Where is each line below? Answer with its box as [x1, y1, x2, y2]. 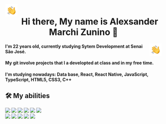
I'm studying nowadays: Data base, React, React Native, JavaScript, [5, 71, 149, 77]
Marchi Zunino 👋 [49, 26, 118, 38]
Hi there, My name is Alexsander [21, 16, 159, 27]
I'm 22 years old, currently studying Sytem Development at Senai [5, 43, 143, 49]
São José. [5, 48, 26, 54]
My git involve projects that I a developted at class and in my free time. [5, 60, 154, 66]
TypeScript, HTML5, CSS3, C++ [5, 76, 72, 83]
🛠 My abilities [5, 92, 50, 100]
